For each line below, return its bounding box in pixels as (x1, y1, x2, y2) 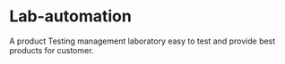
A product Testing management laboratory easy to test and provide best (9, 36, 276, 46)
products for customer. (9, 44, 94, 55)
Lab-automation (9, 6, 132, 27)
